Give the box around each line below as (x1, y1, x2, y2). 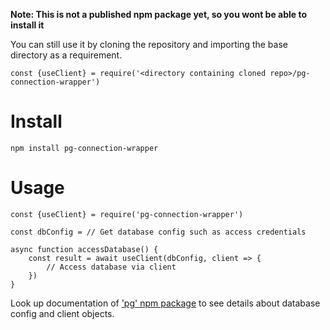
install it (10, 19, 45, 31)
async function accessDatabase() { (10, 244, 159, 254)
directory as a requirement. (10, 49, 123, 61)
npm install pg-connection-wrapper (10, 143, 159, 153)
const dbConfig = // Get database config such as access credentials (10, 227, 307, 237)
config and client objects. (10, 307, 115, 319)
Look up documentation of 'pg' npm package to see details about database (10, 297, 321, 309)
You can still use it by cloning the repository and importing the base (10, 39, 288, 50)
